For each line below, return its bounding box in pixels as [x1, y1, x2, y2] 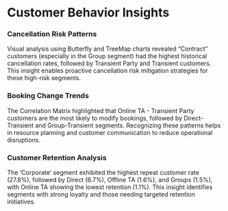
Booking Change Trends [7, 91, 89, 101]
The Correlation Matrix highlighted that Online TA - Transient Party [7, 106, 194, 114]
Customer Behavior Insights [7, 5, 170, 21]
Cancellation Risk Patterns [7, 29, 97, 39]
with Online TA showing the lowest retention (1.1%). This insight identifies [7, 183, 213, 191]
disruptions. [7, 136, 41, 144]
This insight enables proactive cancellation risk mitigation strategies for [7, 66, 208, 75]
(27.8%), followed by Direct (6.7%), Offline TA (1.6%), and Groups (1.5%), [7, 176, 213, 184]
